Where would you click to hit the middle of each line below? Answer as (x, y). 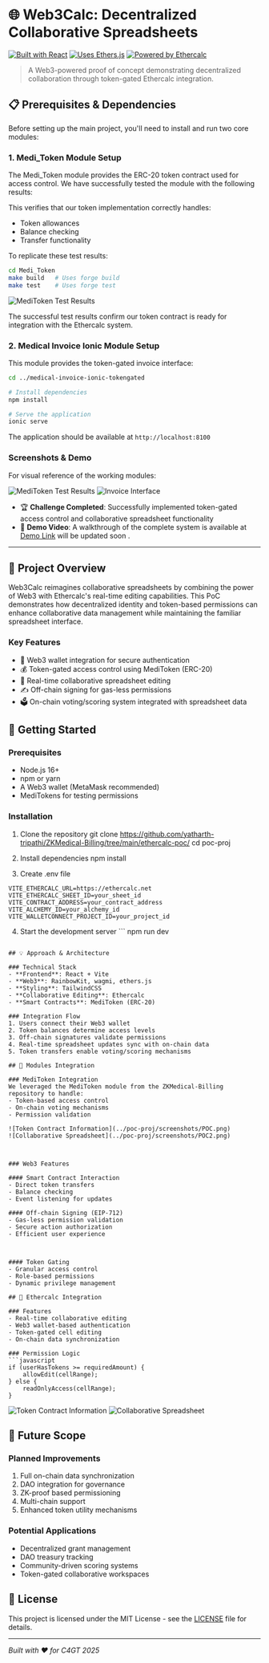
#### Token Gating (39, 1262)
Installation (31, 816)
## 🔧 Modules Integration (51, 1065)
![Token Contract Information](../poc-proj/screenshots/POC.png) (119, 1128)
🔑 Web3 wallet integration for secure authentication (105, 660)
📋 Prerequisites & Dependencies (92, 105)
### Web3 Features (39, 1164)
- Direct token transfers (51, 1185)
